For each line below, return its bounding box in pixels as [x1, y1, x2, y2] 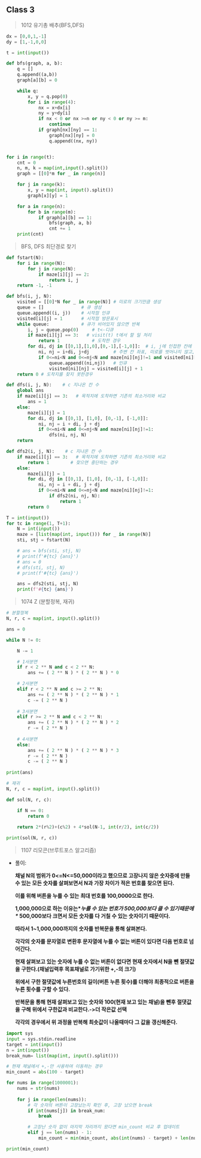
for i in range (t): [6, 154, 55, 160]
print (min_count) [6, 1145, 50, 1152]
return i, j [48, 277, 79, 283]
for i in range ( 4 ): [28, 99, 77, 105]
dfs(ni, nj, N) [48, 432, 87, 438]
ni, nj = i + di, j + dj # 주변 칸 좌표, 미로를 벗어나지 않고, [38, 349, 196, 355]
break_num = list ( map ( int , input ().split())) [6, 1053, 119, 1059]
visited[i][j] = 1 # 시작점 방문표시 [17, 315, 118, 322]
